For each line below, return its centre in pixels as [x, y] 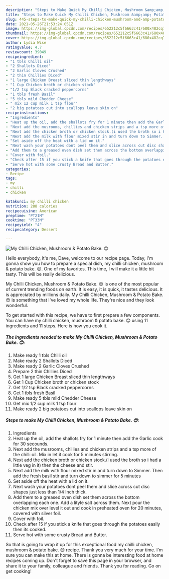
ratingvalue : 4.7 [24, 47]
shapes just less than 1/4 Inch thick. [50, 492]
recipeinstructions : [27, 113]
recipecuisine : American [32, 211]
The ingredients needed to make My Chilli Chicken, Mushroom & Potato [81, 337]
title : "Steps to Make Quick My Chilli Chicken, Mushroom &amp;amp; [79, 15]
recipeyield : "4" [24, 225]
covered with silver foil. [37, 513]
